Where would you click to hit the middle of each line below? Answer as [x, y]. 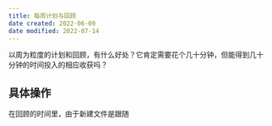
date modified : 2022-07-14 [54, 31]
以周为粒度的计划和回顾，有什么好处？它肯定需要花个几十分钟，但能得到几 [132, 55]
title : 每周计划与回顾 [42, 16]
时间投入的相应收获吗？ [68, 65]
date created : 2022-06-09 [52, 23]
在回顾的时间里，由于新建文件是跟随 [69, 114]
